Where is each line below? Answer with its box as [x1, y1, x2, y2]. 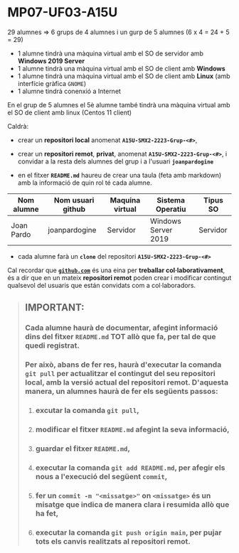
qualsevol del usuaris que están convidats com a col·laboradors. [7, 281, 196, 289]
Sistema [156, 195, 186, 205]
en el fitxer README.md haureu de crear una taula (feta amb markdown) [17, 171, 222, 179]
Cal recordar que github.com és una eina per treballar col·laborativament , [7, 266, 225, 274]
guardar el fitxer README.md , [35, 444, 130, 453]
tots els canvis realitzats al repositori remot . [35, 536, 191, 546]
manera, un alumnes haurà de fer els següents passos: [24, 387, 218, 397]
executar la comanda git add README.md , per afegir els [35, 463, 225, 473]
